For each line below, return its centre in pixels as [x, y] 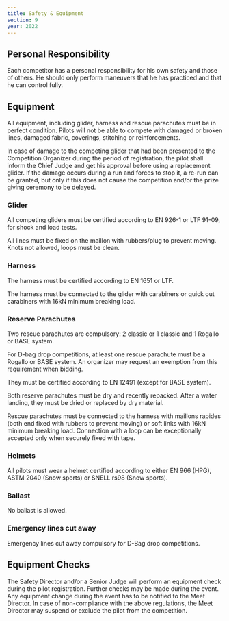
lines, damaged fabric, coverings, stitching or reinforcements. [94, 137]
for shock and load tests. [42, 228]
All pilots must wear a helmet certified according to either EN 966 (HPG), [109, 471]
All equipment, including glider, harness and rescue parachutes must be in [112, 123]
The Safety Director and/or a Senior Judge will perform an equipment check [114, 581]
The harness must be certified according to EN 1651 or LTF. [91, 280]
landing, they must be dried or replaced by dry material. [85, 402]
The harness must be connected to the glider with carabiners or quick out [111, 294]
